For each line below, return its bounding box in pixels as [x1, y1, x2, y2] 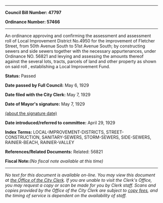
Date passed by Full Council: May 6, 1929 [5, 83, 89, 88]
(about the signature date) [5, 111, 57, 116]
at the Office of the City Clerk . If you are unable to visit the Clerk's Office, [5, 177, 152, 183]
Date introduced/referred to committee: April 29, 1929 [5, 120, 115, 126]
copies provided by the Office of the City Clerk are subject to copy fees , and [5, 188, 158, 193]
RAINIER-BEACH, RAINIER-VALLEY [5, 140, 74, 145]
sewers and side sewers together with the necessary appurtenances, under [5, 48, 156, 54]
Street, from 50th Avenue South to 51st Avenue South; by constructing [5, 43, 146, 49]
